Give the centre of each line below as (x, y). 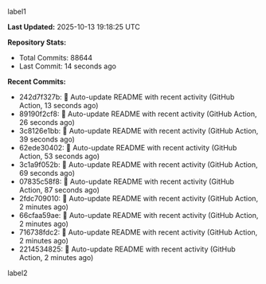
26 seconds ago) (47, 122)
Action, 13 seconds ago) (59, 105)
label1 (17, 12)
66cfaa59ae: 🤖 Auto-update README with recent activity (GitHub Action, (139, 215)
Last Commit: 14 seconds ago (68, 66)
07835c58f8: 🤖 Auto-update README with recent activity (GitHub (127, 181)
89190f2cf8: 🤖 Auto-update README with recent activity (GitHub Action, (138, 114)
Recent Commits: (37, 82)
